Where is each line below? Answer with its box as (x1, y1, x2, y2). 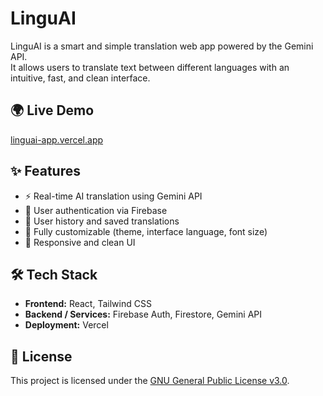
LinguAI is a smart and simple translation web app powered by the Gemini (10, 40, 314, 52)
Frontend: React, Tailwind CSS (24, 298, 152, 310)
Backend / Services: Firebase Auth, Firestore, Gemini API (24, 308, 262, 321)
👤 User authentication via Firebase (24, 204, 168, 216)
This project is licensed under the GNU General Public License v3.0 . (10, 375, 290, 387)
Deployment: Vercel (24, 319, 109, 331)
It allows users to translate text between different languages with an (10, 61, 290, 73)
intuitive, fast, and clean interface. (10, 72, 151, 84)
